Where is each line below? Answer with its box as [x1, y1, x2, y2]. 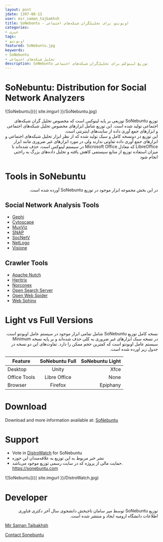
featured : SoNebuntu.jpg [5, 43, 55, 48]
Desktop [7, 366, 27, 373]
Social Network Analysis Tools [5, 201, 99, 209]
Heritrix [12, 277, 28, 283]
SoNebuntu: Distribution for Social [5, 82, 147, 93]
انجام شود [140, 154, 158, 160]
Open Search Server [12, 287, 53, 293]
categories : [5, 25, 29, 30]
